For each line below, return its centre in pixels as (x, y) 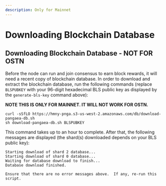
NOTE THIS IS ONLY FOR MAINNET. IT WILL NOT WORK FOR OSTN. (77, 104)
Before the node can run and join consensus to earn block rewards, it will (81, 73)
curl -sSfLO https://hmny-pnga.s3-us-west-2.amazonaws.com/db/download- (83, 114)
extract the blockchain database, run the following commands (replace (79, 84)
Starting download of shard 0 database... (50, 156)
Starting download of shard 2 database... (50, 152)
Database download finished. (36, 165)
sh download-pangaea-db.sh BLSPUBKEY (45, 122)
